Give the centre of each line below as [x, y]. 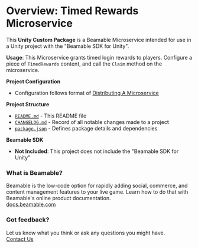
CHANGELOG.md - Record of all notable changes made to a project [92, 122]
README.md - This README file [51, 116]
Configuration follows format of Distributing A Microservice [87, 93]
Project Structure [28, 104]
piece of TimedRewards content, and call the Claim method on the [84, 64]
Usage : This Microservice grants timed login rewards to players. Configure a [99, 57]
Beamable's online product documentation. [59, 198]
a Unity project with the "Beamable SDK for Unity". [68, 46]
